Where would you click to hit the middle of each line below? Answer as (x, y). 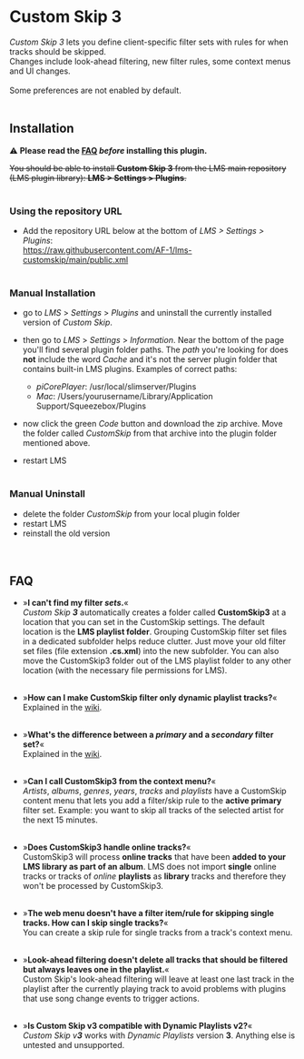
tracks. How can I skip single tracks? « (95, 923)
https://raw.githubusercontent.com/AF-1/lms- (107, 250)
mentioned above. (56, 443)
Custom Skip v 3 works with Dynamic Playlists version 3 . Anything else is (159, 1035)
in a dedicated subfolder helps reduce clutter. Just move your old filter (154, 641)
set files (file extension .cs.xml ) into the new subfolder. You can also (151, 651)
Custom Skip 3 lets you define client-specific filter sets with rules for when (149, 42)
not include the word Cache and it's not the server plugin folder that (150, 359)
